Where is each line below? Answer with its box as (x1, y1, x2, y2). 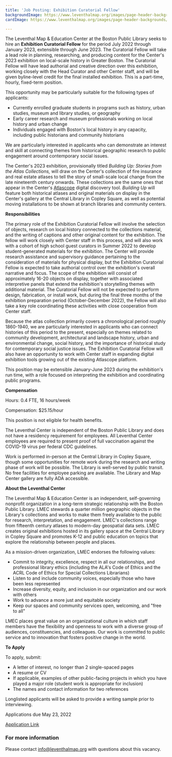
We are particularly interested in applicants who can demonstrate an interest (5, 142, 166, 148)
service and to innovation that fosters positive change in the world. (5, 634, 146, 640)
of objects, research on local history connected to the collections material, (5, 227, 162, 233)
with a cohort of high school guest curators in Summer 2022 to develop (5, 243, 156, 249)
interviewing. (5, 701, 33, 708)
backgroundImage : (5, 12, 42, 17)
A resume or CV (12, 670, 47, 676)
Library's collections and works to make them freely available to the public (5, 512, 162, 518)
